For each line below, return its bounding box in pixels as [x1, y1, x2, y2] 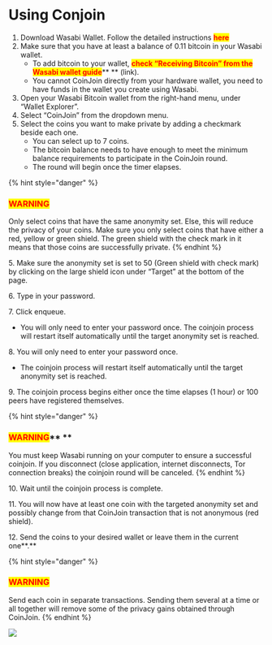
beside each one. [19, 128, 79, 137]
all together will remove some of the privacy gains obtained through [8, 604, 235, 613]
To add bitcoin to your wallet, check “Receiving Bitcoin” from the [32, 58, 253, 68]
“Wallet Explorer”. [19, 102, 80, 111]
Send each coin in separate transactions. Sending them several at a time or [8, 595, 260, 604]
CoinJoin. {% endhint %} [8, 612, 92, 622]
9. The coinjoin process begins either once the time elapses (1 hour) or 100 [8, 387, 259, 397]
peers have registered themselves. [8, 396, 124, 405]
